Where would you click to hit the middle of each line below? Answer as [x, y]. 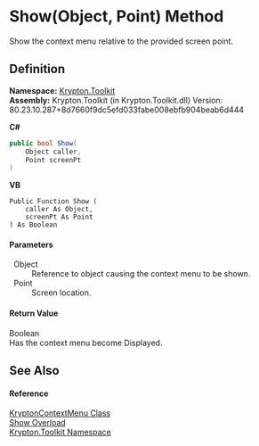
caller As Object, [59, 210]
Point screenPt [53, 160]
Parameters [31, 244]
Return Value [34, 313]
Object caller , [53, 152]
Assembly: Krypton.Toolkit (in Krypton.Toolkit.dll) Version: [116, 100]
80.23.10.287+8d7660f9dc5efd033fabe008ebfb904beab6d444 [127, 110]
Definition [37, 69]
